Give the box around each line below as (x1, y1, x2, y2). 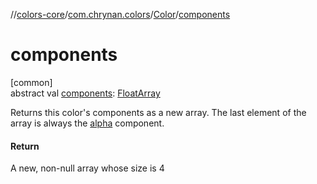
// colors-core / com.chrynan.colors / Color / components (10, 9, 231, 20)
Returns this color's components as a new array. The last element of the (10, 106, 307, 118)
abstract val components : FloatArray (10, 87, 161, 99)
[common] (10, 76, 53, 88)
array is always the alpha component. (10, 117, 165, 129)
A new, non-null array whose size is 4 (10, 162, 165, 174)
